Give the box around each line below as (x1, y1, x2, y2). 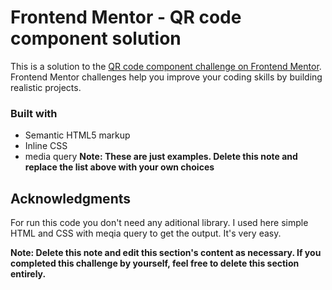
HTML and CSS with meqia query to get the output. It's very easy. (10, 227, 282, 240)
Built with (10, 106, 58, 120)
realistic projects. (10, 81, 82, 93)
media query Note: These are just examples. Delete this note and (24, 151, 298, 163)
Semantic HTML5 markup (24, 129, 131, 141)
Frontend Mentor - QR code (10, 6, 242, 29)
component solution (10, 27, 182, 50)
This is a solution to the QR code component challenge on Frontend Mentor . (10, 60, 322, 72)
